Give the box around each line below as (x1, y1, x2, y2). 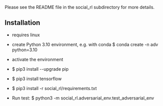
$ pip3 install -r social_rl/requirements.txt (11, 85, 97, 91)
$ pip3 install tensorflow (11, 76, 62, 82)
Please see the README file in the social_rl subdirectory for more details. (4, 4, 155, 10)
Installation (4, 18, 40, 27)
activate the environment (11, 56, 63, 62)
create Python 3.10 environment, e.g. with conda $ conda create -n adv (11, 41, 159, 47)
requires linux (11, 32, 40, 38)
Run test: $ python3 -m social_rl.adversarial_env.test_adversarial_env (11, 95, 155, 101)
